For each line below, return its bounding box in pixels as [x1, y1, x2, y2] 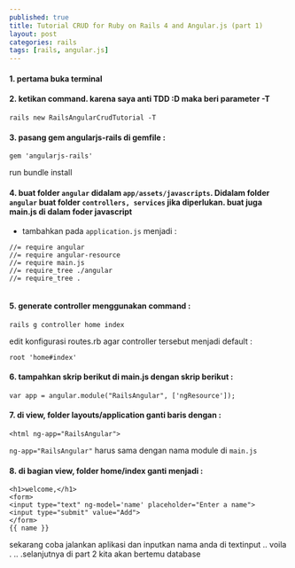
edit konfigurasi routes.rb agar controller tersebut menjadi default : [9, 336, 252, 346]
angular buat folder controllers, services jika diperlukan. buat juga [9, 197, 263, 207]
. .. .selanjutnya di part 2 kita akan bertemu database [9, 549, 201, 559]
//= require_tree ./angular [9, 267, 113, 276]
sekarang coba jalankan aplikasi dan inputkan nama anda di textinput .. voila [9, 540, 287, 550]
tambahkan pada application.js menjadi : [21, 226, 177, 237]
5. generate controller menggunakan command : [9, 300, 191, 311]
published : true [9, 12, 69, 22]
